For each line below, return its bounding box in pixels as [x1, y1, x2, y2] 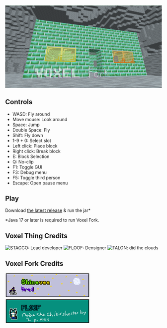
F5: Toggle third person [12, 174, 61, 180]
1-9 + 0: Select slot [12, 138, 51, 144]
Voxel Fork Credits [5, 259, 64, 268]
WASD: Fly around [12, 111, 50, 117]
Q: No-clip [12, 159, 34, 164]
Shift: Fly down [12, 132, 43, 138]
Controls [5, 98, 33, 106]
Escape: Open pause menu [12, 180, 68, 186]
